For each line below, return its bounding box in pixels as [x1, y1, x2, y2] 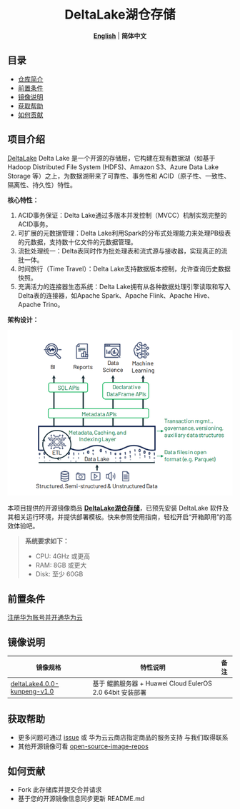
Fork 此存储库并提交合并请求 [17, 785, 102, 793]
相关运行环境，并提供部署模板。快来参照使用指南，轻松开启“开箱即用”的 [13, 513, 226, 521]
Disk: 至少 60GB [35, 570, 84, 578]
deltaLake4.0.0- [10, 679, 59, 688]
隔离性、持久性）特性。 [7, 180, 76, 189]
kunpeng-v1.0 [10, 687, 54, 695]
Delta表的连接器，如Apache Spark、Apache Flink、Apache [17, 291, 193, 300]
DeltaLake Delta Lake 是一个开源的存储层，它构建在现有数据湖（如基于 [7, 154, 216, 162]
